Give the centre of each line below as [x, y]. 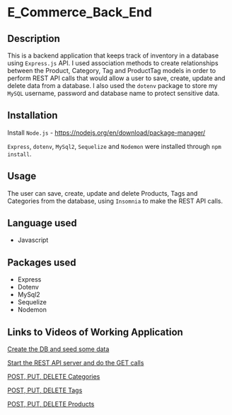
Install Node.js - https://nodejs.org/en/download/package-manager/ [106, 133]
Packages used [42, 262]
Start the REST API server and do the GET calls [76, 363]
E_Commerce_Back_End [80, 12]
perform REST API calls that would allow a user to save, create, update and [116, 78]
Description [34, 39]
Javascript [33, 240]
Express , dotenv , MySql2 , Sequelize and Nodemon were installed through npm [114, 146]
